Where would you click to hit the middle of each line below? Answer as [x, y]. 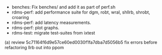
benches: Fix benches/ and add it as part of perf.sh [64, 7]
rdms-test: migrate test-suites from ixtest [53, 33]
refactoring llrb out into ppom [34, 47]
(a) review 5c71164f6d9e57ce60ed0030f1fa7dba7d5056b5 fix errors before [81, 42]
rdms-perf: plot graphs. [35, 28]
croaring [20, 17]
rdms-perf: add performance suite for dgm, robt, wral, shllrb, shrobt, [81, 12]
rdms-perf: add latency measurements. [51, 22]
